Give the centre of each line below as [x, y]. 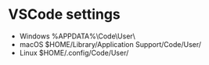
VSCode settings [65, 14]
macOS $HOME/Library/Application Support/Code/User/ [110, 44]
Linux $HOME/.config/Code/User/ [74, 52]
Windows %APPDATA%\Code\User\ [77, 36]
